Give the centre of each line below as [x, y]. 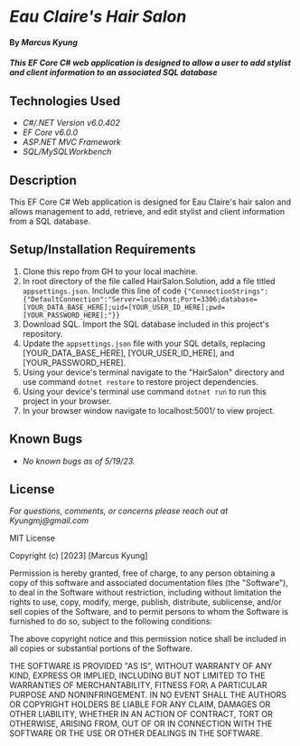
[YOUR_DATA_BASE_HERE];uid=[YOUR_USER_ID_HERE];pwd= [124, 307]
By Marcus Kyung [44, 42]
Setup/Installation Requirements [103, 249]
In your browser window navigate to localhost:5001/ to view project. [149, 410]
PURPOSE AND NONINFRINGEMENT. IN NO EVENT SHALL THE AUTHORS [148, 695]
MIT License [33, 538]
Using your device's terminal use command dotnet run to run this [144, 391]
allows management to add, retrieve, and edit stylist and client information [147, 211]
